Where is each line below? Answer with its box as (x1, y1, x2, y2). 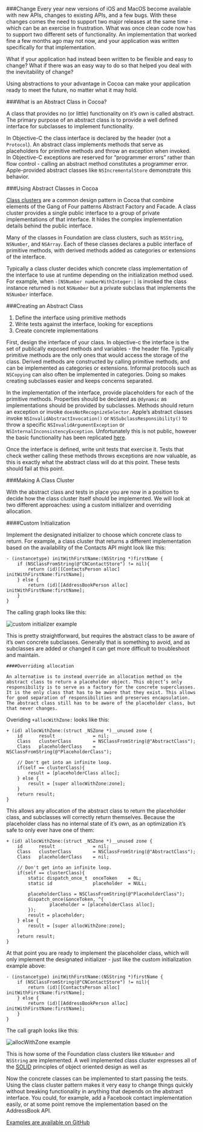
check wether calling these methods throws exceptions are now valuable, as (6, 452, 196, 459)
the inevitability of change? (6, 68, 74, 75)
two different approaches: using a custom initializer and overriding (6, 502, 172, 508)
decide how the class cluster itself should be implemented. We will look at (6, 495, 190, 502)
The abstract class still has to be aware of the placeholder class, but (6, 700, 196, 706)
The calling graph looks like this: (6, 609, 86, 616)
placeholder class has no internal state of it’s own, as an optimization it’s (6, 820, 186, 827)
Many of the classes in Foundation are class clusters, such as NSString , (6, 234, 184, 241)
